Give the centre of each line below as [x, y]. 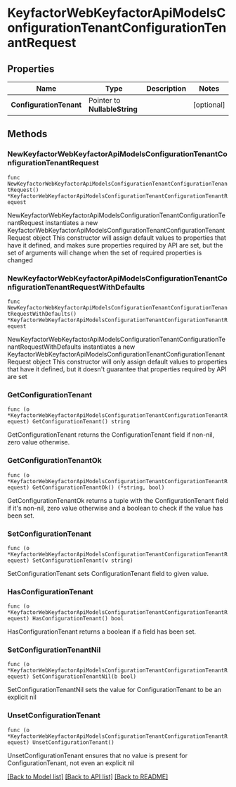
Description [166, 88]
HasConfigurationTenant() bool [78, 619]
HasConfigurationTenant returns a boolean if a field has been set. [102, 632]
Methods [27, 134]
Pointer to [104, 100]
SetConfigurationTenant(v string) [83, 561]
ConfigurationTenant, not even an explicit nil [71, 763]
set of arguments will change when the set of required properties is [105, 252]
